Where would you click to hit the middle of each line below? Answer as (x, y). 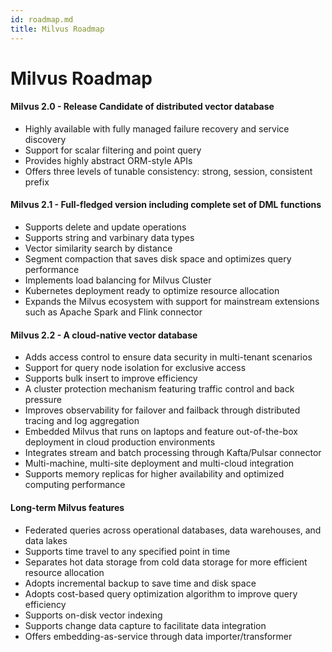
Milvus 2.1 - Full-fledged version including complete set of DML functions (166, 205)
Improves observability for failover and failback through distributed (162, 410)
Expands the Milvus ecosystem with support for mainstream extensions (172, 302)
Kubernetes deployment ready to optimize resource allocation (152, 291)
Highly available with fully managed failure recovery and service (157, 128)
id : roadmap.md (42, 19)
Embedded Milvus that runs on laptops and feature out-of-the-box (161, 432)
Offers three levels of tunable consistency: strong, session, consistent (168, 171)
